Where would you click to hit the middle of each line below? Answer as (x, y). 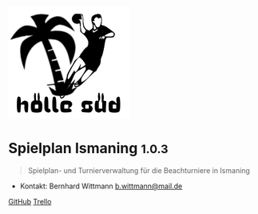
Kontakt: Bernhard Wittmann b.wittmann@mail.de (101, 186)
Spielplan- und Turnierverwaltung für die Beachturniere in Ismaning (139, 170)
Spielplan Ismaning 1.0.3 (89, 149)
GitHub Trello (30, 201)
